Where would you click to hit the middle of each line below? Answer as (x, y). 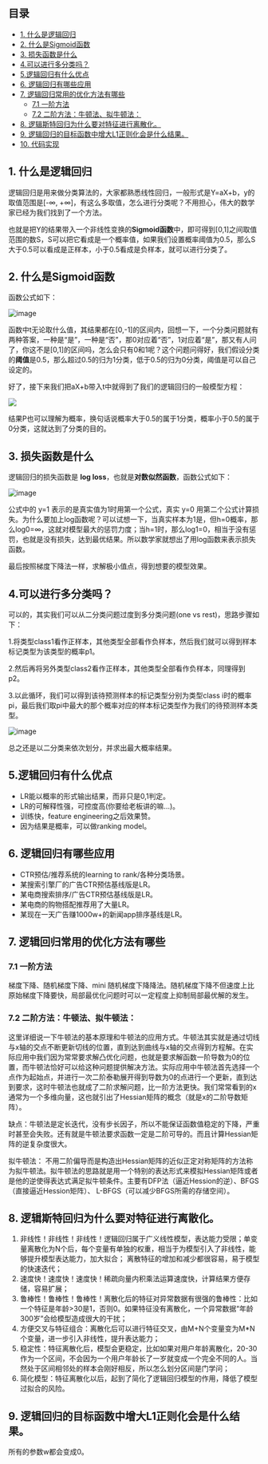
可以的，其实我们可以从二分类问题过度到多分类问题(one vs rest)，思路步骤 (130, 615)
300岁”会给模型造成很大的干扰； (73, 1319)
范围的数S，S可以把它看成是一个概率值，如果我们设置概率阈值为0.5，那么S (132, 239)
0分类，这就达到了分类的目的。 (59, 429)
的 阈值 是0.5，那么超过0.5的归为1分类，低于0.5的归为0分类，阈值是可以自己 (132, 360)
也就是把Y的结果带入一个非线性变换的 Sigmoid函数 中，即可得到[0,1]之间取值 (133, 229)
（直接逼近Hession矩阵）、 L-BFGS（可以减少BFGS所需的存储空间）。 (121, 1190)
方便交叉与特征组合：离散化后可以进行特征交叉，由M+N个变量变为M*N (137, 1329)
